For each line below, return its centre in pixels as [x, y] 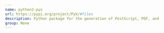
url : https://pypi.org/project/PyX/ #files [49, 14]
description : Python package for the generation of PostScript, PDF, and [82, 18]
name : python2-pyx [24, 9]
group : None [17, 23]
